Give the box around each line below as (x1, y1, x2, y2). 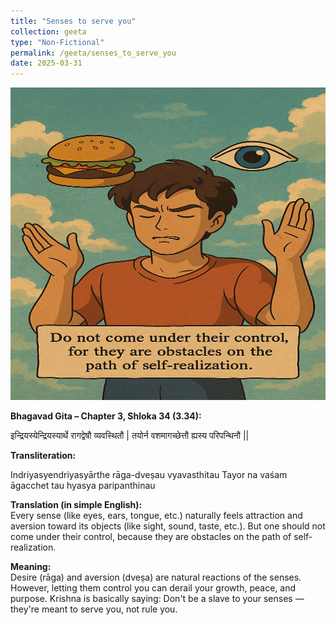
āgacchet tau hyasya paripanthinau (10, 480, 156, 492)
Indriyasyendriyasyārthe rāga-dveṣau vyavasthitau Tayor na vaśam (10, 469, 288, 481)
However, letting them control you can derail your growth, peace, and (10, 582, 296, 594)
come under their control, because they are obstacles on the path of (10, 531, 292, 543)
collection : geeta (10, 26, 87, 37)
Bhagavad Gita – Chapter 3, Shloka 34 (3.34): (10, 410, 202, 422)
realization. (10, 541, 57, 554)
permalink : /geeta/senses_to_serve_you (10, 48, 177, 58)
